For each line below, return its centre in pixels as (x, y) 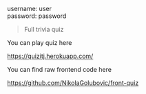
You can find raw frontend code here (60, 69)
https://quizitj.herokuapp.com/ (50, 56)
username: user (29, 9)
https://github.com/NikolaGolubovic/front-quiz (73, 83)
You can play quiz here (40, 43)
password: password (37, 16)
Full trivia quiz (44, 29)
